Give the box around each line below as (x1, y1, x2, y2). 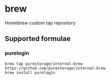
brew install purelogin (5, 70, 56, 75)
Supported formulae (5, 34, 71, 43)
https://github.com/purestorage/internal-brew (5, 65, 106, 71)
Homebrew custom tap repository (5, 20, 76, 26)
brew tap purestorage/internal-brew (5, 61, 83, 66)
